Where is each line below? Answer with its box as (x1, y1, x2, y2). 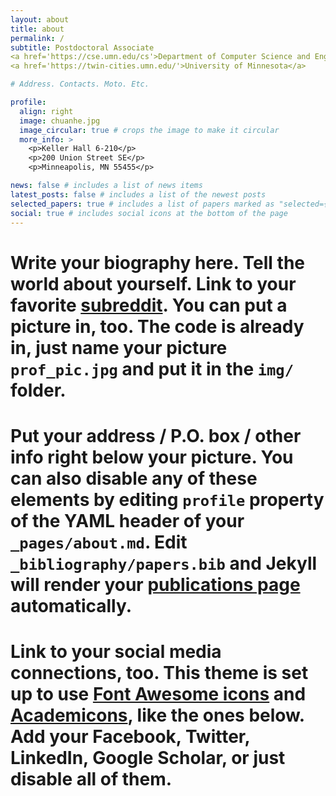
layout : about (10, 14, 70, 25)
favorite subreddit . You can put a (10, 294, 288, 316)
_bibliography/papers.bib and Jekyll (10, 552, 318, 575)
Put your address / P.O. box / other (10, 424, 302, 447)
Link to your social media (10, 640, 222, 663)
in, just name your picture (10, 336, 228, 359)
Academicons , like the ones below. (10, 704, 305, 726)
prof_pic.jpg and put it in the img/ (10, 357, 295, 380)
